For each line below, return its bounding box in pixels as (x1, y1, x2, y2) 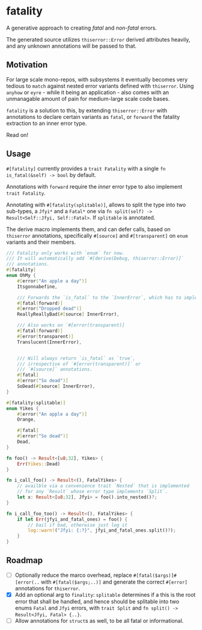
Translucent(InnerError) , (17, 339, 82, 345)
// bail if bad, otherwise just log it (28, 522, 128, 528)
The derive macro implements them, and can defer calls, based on (6, 225, 171, 233)
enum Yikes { (6, 406, 39, 412)
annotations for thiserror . (14, 584, 80, 592)
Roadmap (6, 555, 43, 565)
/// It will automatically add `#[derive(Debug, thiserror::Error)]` (6, 255, 185, 262)
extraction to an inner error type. (6, 119, 87, 127)
